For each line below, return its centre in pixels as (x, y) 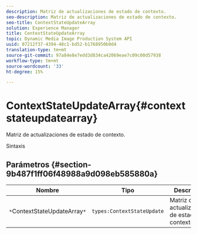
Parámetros (28, 164)
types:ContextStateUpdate (128, 211)
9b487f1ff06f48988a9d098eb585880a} (82, 174)
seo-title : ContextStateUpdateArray (51, 22)
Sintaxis (16, 146)
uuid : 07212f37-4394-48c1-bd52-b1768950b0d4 (61, 45)
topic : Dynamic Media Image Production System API (69, 39)
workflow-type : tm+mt (33, 61)
